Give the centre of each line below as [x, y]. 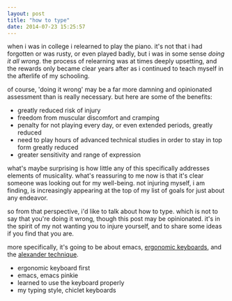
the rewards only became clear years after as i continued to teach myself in [116, 69]
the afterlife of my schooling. [48, 76]
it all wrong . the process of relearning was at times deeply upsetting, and [112, 61]
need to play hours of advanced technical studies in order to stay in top [120, 140]
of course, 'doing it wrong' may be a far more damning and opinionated [110, 90]
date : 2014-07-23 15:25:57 [46, 26]
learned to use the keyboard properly [71, 283]
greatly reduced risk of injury [59, 110]
